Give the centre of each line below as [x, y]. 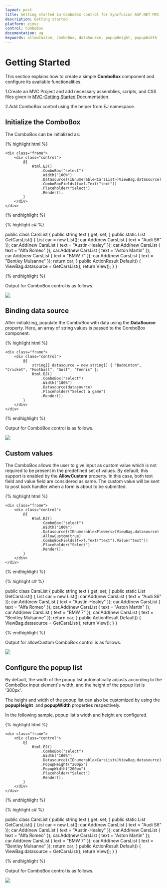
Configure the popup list [44, 668]
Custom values [29, 453]
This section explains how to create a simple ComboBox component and [80, 76]
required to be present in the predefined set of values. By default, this [77, 471]
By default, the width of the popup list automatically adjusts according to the [83, 680]
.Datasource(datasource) [67, 387]
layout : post [19, 10]
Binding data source [37, 311]
